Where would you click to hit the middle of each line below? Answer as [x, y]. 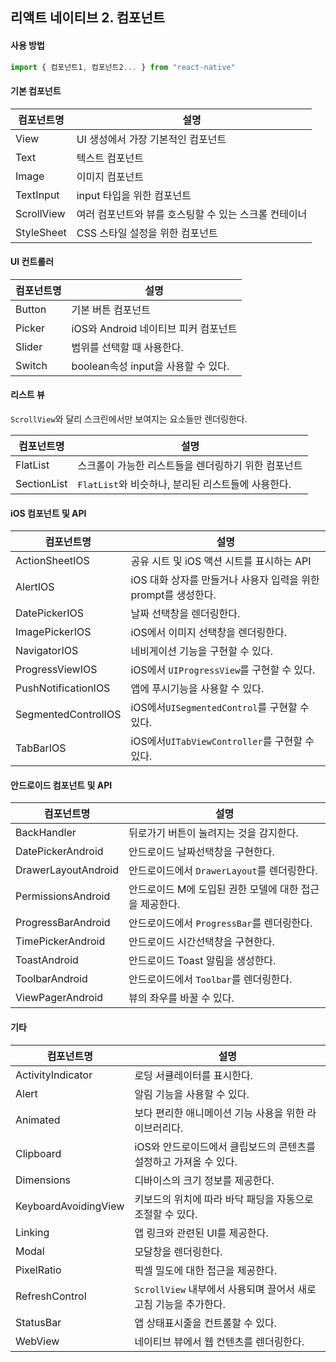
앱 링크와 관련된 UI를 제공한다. [201, 1233]
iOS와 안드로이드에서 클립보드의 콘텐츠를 [225, 1146]
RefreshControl [51, 1296]
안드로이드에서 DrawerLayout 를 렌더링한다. [223, 871]
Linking [32, 1232]
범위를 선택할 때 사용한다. [127, 347]
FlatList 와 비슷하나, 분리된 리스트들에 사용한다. [184, 485]
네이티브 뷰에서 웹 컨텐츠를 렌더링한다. [219, 1341]
